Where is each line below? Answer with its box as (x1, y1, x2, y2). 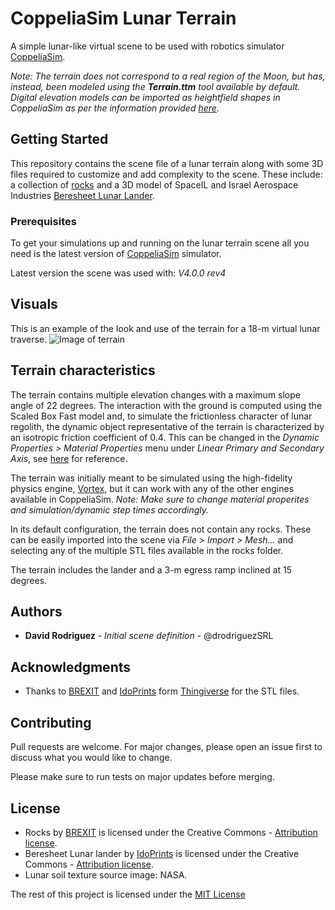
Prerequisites (10, 214, 77, 228)
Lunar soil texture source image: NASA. (24, 868, 188, 881)
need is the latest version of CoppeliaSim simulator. (10, 248, 222, 260)
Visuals (10, 296, 58, 313)
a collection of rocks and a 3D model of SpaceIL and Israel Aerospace (10, 178, 299, 191)
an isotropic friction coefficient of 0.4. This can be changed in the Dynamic (10, 431, 320, 443)
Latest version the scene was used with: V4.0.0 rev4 (10, 267, 227, 279)
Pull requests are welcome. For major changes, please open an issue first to (10, 741, 323, 753)
